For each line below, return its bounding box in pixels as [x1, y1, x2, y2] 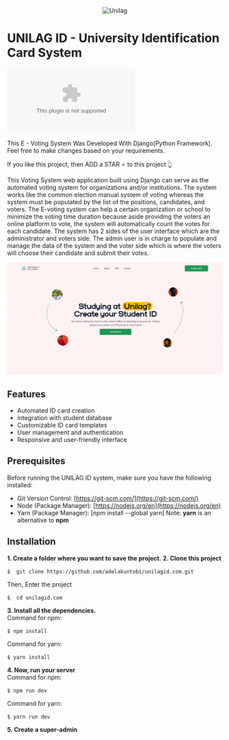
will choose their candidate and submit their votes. [7, 249, 149, 257]
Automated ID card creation [16, 406, 95, 415]
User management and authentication [16, 428, 124, 436]
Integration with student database [16, 414, 113, 422]
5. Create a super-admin [7, 725, 78, 733]
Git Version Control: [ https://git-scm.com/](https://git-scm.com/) [16, 494, 199, 502]
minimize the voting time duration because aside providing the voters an [7, 212, 211, 221]
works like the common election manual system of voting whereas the [7, 190, 204, 199]
